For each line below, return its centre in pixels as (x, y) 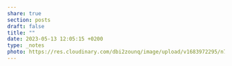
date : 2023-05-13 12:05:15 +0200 (55, 39)
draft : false (26, 26)
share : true (24, 13)
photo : (17, 52)
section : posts (29, 20)
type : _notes (26, 45)
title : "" (21, 33)
